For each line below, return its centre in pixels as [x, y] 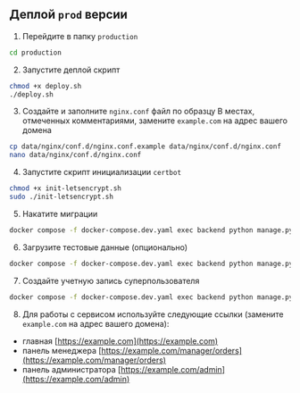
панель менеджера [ [62, 350]
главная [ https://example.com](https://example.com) [120, 341]
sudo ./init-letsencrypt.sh [62, 197]
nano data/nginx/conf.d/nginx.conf [75, 155]
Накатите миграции [60, 213]
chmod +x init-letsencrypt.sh [66, 188]
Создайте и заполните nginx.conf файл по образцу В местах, [138, 112]
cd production [36, 53]
